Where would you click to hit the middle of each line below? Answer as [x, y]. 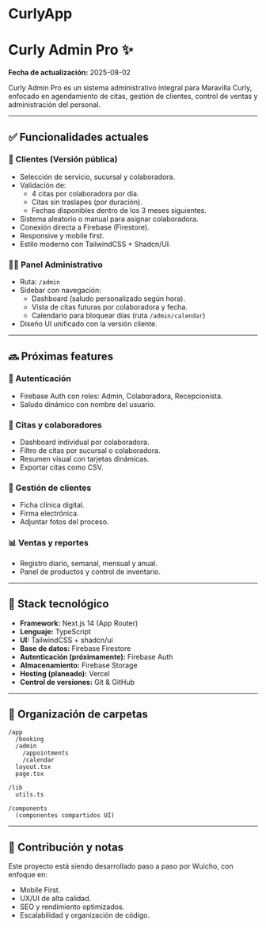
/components [28, 808]
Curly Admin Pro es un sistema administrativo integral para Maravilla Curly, [130, 88]
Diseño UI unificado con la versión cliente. [89, 324]
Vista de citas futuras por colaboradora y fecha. [110, 307]
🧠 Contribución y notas [66, 847]
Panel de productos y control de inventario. [90, 572]
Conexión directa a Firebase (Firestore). [84, 227]
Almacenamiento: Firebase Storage [78, 665]
